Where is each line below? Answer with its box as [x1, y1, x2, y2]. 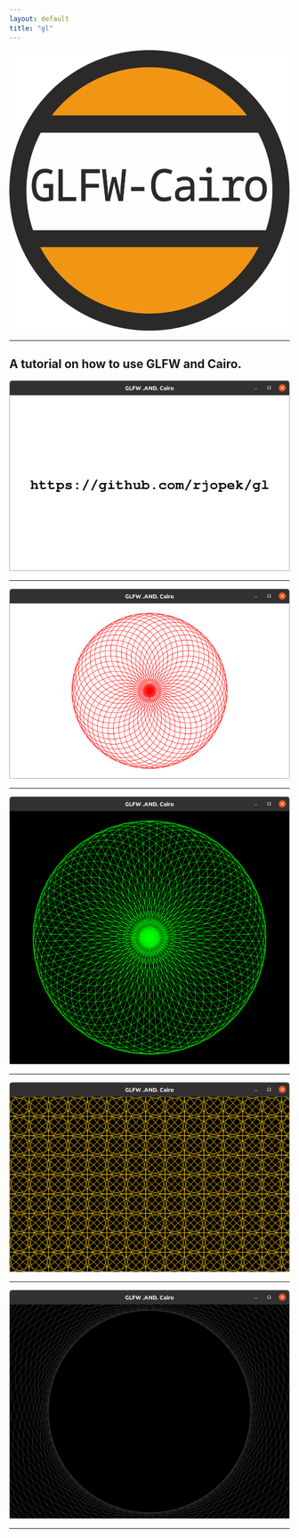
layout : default [9, 14, 69, 23]
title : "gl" [9, 23, 53, 33]
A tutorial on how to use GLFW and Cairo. [9, 356, 242, 372]
